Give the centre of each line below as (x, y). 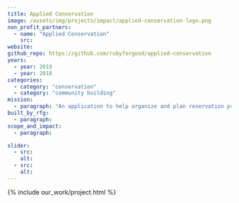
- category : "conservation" (55, 87)
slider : (19, 146)
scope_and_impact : (34, 126)
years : (17, 60)
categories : (25, 80)
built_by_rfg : (28, 113)
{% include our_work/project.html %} (62, 192)
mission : (20, 100)
